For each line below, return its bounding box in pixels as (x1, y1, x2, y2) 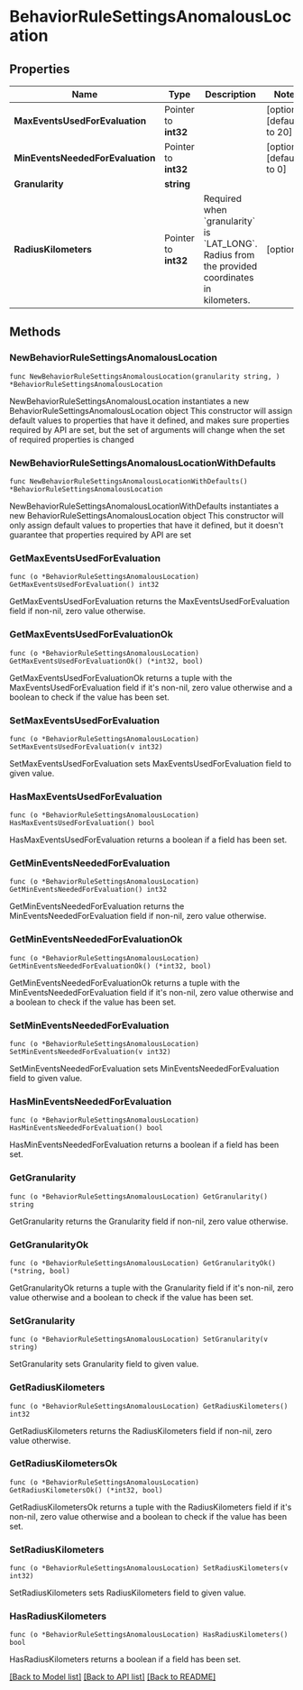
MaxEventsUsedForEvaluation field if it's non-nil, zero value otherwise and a (9, 682, 293, 693)
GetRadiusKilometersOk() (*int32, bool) (9, 1485, 164, 1494)
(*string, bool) (9, 1266, 70, 1275)
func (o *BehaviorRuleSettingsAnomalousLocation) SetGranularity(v (9, 1335, 269, 1345)
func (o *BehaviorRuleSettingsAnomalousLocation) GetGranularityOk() (9, 1258, 277, 1268)
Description (204, 88, 257, 100)
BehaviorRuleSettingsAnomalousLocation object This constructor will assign (9, 405, 293, 416)
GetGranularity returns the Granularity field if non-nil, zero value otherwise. (9, 1216, 289, 1226)
